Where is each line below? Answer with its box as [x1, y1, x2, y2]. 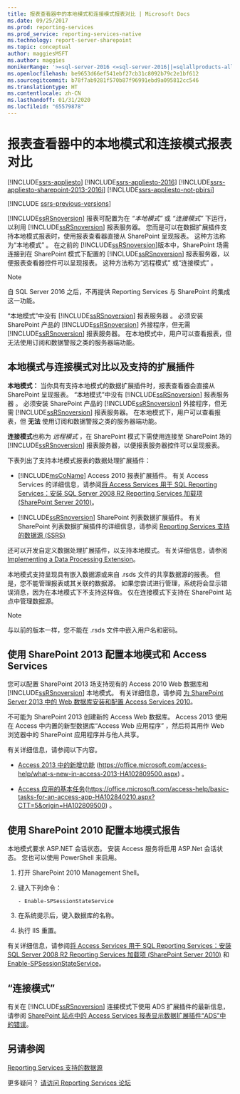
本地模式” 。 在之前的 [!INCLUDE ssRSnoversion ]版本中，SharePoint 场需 [16, 240, 229, 249]
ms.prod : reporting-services [7, 24, 94, 31]
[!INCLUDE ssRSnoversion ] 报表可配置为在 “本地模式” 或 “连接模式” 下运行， [7, 214, 230, 222]
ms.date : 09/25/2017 [7, 17, 69, 24]
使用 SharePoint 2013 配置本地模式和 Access [7, 649, 207, 661]
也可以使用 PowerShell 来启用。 [27, 853, 121, 862]
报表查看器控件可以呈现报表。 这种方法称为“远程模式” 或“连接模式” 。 [13, 258, 217, 267]
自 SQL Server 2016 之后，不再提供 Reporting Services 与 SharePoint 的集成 [7, 287, 230, 296]
